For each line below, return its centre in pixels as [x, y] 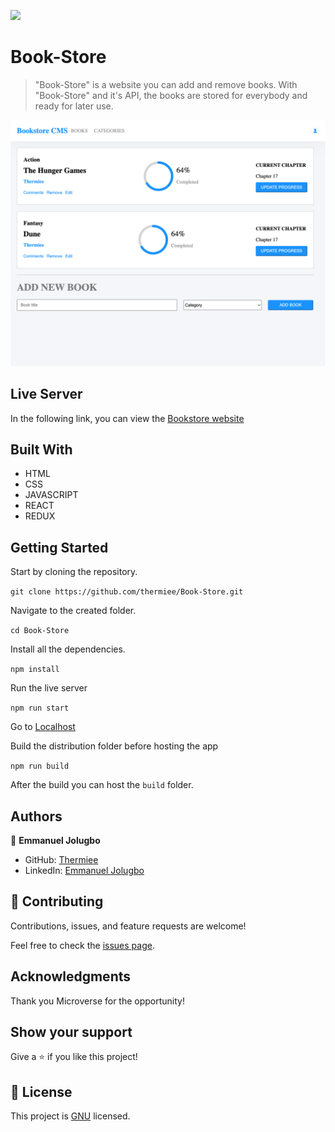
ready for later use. [74, 106]
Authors [36, 816]
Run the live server [49, 688]
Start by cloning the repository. [74, 572]
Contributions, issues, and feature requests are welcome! [128, 926]
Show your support [71, 1031]
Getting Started [59, 547]
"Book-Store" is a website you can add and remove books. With [166, 84]
